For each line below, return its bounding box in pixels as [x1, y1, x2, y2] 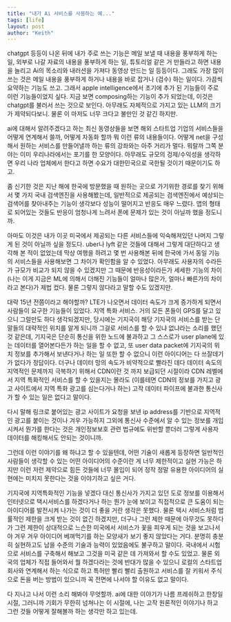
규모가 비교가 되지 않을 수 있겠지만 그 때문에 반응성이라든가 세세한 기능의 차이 [14, 266, 223, 274]
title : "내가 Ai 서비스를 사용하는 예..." [7, 10, 115, 17]
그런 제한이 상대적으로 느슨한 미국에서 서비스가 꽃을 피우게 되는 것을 [14, 523, 197, 532]
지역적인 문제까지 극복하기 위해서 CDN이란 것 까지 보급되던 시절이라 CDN [7, 367, 205, 375]
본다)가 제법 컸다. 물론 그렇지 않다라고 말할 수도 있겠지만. [19, 283, 173, 292]
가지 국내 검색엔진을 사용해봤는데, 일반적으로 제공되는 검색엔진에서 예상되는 [21, 191, 225, 199]
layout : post [7, 23, 45, 30]
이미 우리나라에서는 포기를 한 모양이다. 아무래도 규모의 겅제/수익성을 [19, 150, 203, 159]
